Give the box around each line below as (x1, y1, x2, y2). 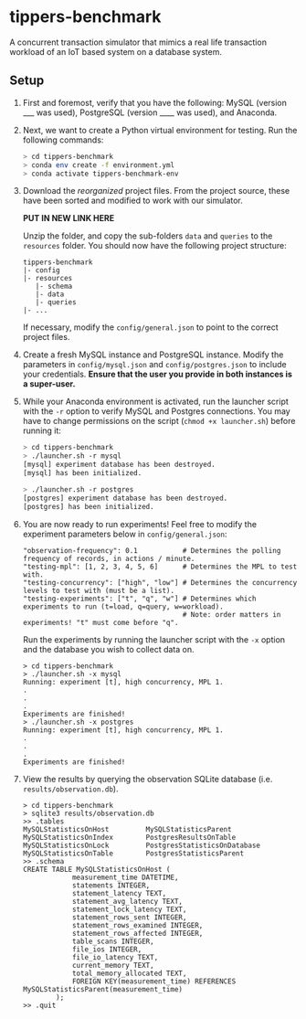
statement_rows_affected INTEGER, (71, 929, 204, 938)
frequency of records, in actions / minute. (22, 554, 195, 563)
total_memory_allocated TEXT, (71, 969, 187, 978)
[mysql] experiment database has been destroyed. (22, 460, 216, 470)
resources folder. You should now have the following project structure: (22, 240, 287, 251)
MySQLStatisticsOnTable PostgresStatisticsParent (22, 848, 245, 858)
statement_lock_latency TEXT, (71, 905, 187, 914)
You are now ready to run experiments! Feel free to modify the (22, 518, 258, 529)
